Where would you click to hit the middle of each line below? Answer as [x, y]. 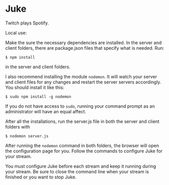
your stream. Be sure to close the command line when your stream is [77, 171]
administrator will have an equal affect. [46, 111]
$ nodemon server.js [27, 136]
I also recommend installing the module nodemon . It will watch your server [81, 76]
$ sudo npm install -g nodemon [38, 97]
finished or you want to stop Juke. [41, 177]
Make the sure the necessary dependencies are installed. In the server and [83, 42]
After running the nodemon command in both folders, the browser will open [82, 145]
